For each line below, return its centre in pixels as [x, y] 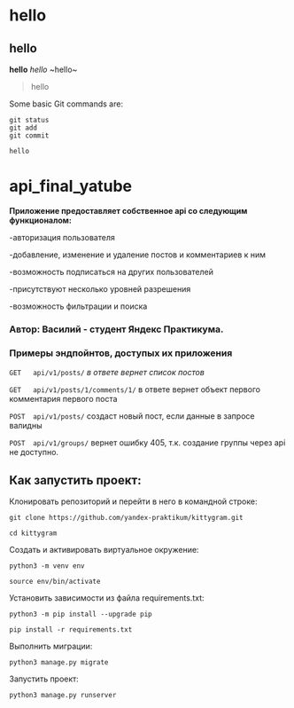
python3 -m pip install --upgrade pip [81, 614]
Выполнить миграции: [51, 646]
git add [23, 128]
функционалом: [41, 220]
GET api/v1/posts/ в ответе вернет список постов [107, 373]
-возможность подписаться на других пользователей [112, 271]
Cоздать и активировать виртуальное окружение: [104, 549]
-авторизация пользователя [62, 237]
